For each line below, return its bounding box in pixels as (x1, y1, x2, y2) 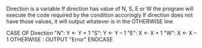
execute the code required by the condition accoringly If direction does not (6, 11, 194, 19)
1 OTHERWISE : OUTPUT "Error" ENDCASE (6, 36, 113, 43)
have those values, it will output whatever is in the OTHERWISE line (6, 18, 174, 25)
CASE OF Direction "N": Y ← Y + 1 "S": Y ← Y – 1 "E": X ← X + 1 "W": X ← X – (6, 29, 197, 37)
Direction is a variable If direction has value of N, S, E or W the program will (6, 5, 194, 12)
